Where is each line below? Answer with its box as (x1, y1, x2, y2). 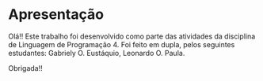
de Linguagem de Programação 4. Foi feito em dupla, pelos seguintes (8, 39, 235, 49)
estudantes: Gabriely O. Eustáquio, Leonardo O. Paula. (8, 48, 185, 57)
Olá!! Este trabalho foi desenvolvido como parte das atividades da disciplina (8, 31, 256, 41)
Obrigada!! (8, 63, 44, 72)
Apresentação (8, 6, 105, 24)
